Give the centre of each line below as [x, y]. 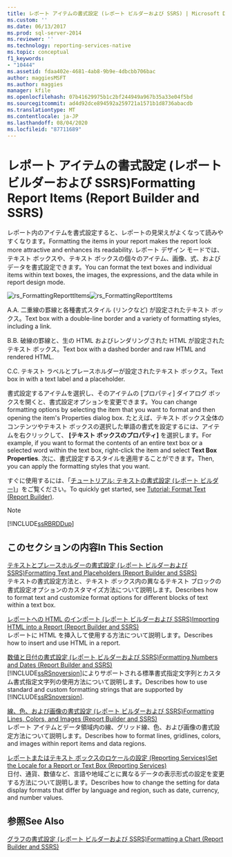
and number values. [36, 798]
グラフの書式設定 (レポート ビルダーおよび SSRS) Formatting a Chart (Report [115, 839]
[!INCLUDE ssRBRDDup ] [41, 524]
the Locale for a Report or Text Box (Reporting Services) [87, 766]
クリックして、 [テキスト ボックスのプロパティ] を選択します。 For [118, 435]
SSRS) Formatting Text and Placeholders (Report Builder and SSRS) [102, 573]
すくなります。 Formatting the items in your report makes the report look [109, 241]
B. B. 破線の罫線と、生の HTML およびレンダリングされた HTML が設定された [116, 341]
